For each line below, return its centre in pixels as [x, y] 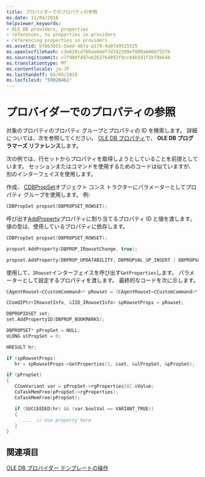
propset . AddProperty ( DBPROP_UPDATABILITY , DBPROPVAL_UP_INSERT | [91, 260]
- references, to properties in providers [61, 35]
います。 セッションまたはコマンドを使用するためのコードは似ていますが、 [100, 166]
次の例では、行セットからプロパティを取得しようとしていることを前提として [102, 159]
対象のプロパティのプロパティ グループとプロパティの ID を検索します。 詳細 [102, 131]
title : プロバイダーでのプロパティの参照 [52, 12]
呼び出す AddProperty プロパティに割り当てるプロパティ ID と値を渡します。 [101, 218]
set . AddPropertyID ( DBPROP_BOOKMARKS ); [56, 320]
